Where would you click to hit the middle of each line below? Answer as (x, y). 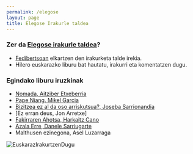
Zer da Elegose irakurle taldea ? (53, 45)
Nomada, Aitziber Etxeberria (51, 94)
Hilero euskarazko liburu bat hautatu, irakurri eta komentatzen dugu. (101, 64)
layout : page (23, 18)
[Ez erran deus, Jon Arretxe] (51, 113)
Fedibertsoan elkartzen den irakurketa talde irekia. (78, 58)
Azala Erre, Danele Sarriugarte (53, 126)
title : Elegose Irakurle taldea (47, 23)
